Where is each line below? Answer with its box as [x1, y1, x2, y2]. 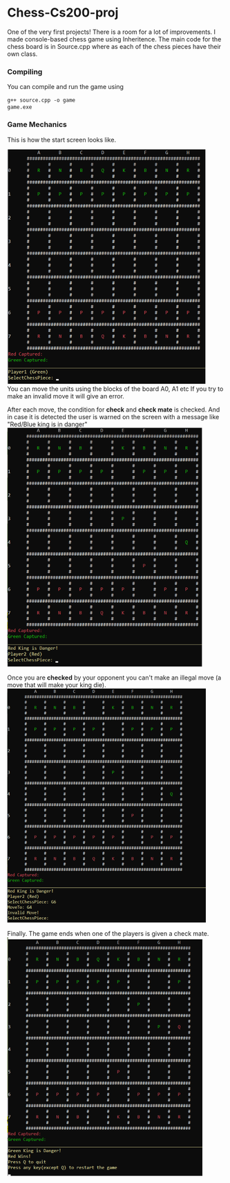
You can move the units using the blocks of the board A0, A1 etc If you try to [7, 385, 224, 393]
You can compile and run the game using [7, 83, 124, 91]
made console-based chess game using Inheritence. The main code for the [7, 35, 222, 43]
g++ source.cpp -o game [7, 97, 76, 104]
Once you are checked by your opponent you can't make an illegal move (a [7, 673, 222, 682]
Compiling [7, 67, 43, 77]
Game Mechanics [7, 119, 68, 129]
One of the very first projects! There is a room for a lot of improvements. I [7, 28, 216, 36]
